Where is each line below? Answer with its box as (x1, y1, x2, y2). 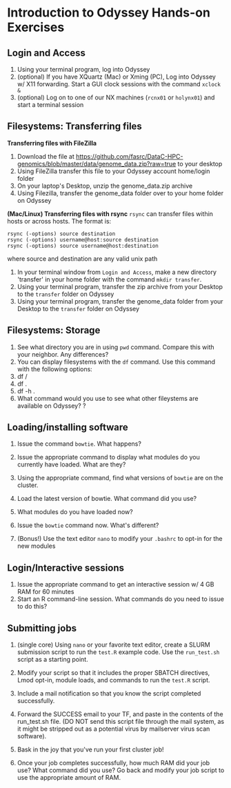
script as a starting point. (17, 656, 88, 664)
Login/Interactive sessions (7, 562, 124, 573)
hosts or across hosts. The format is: (7, 217, 112, 225)
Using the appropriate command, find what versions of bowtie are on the (17, 474, 223, 482)
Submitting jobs (7, 622, 77, 634)
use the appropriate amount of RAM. (17, 774, 121, 782)
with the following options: (17, 364, 93, 373)
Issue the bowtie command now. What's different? (17, 521, 159, 529)
